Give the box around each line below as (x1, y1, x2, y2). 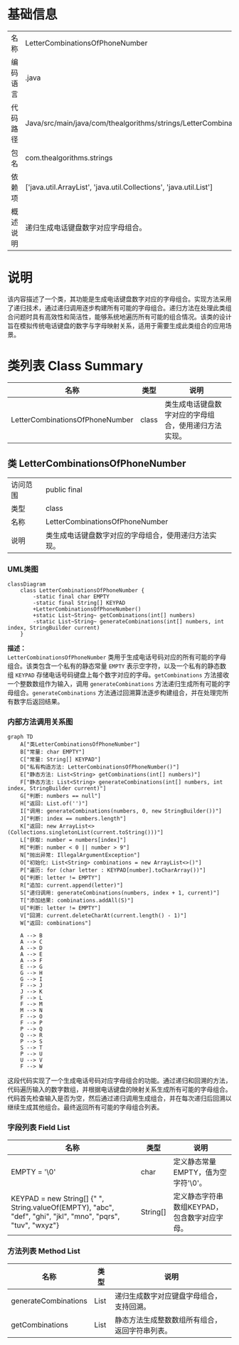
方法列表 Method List (7, 1246, 80, 1256)
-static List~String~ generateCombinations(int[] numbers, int (33, 618, 224, 625)
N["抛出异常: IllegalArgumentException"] (20, 852, 141, 859)
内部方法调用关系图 (7, 717, 73, 727)
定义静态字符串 (173, 1191, 224, 1201)
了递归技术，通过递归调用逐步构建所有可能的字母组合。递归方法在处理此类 (7, 303, 225, 312)
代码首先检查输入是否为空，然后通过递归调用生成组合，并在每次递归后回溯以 (7, 1094, 232, 1103)
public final (45, 485, 83, 495)
